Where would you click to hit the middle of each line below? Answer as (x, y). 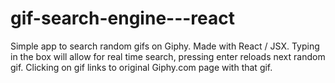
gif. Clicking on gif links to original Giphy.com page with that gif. (141, 67)
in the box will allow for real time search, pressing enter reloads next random (168, 56)
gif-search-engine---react (123, 18)
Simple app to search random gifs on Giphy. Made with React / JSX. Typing (165, 46)
